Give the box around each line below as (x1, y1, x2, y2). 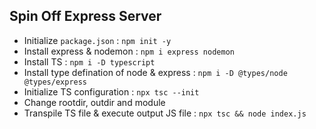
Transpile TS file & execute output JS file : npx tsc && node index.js (23, 107, 307, 119)
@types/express (23, 77, 88, 87)
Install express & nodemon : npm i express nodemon (23, 45, 235, 57)
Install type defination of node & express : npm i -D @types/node (23, 66, 288, 78)
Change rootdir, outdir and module (23, 96, 166, 108)
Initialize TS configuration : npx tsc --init (23, 85, 200, 98)
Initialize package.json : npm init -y (23, 34, 172, 46)
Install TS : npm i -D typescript (23, 55, 156, 68)
